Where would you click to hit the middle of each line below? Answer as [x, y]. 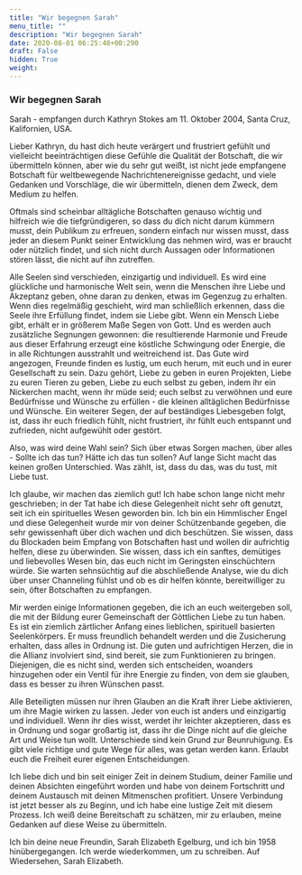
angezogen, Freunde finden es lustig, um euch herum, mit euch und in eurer [151, 364]
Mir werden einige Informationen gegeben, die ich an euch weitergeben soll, [151, 608]
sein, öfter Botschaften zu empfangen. [81, 590]
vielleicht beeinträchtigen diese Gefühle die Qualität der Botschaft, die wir [146, 156]
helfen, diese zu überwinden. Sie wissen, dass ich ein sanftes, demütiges [145, 552]
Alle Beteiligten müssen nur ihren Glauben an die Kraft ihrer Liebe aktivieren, [151, 702]
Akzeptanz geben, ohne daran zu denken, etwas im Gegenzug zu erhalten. [148, 296]
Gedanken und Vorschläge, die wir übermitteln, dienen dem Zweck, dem [143, 185]
